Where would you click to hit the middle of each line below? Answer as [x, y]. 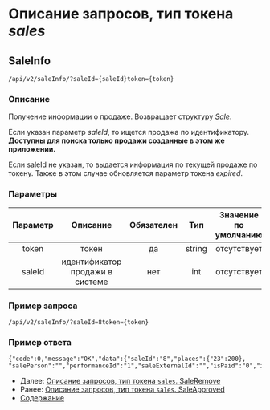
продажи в [92, 271]
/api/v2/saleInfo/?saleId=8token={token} [79, 322]
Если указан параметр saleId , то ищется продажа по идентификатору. [129, 132]
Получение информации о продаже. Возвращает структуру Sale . [120, 116]
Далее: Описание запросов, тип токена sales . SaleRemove [120, 381]
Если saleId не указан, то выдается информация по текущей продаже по [133, 164]
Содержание [42, 398]
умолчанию [239, 235]
